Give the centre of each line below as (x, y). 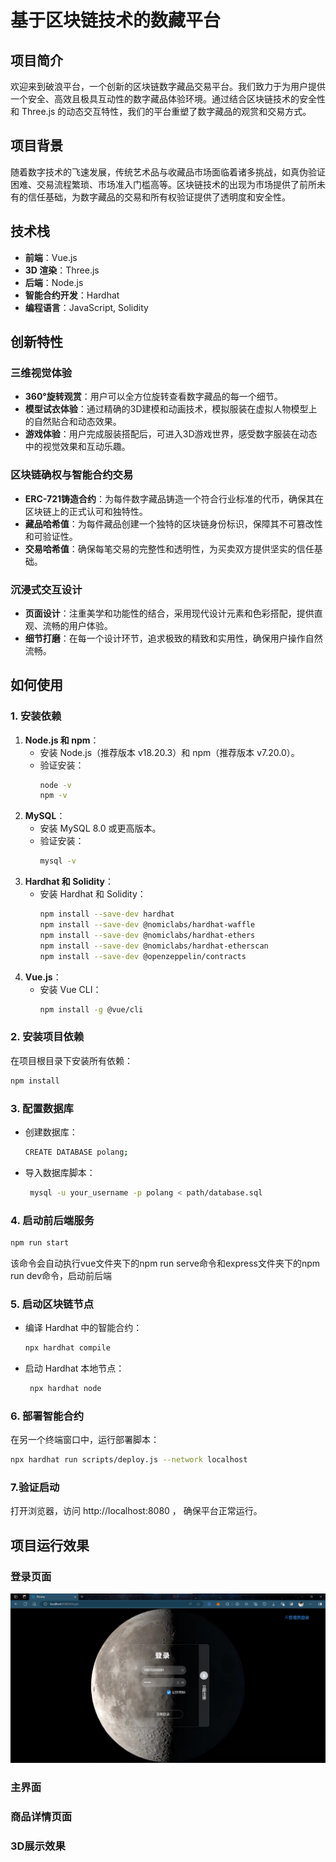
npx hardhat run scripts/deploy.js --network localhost (129, 1460)
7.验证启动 (35, 1487)
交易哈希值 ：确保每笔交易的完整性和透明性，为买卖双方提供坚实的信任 (169, 548)
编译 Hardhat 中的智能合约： (83, 1328)
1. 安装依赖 (36, 716)
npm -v (53, 796)
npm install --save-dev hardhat (107, 914)
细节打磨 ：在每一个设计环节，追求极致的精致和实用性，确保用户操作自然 (173, 638)
